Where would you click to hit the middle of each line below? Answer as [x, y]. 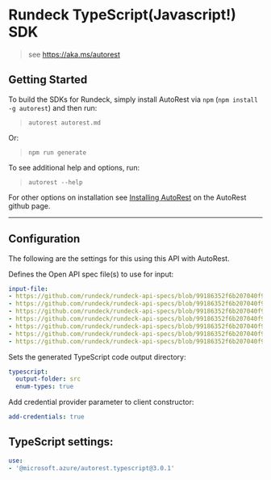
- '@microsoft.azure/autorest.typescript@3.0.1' [92, 468]
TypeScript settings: [61, 442]
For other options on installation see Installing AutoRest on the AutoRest [127, 197]
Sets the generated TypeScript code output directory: [98, 356]
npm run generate [57, 152]
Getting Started [48, 80]
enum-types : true [45, 387]
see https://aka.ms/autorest [74, 54]
